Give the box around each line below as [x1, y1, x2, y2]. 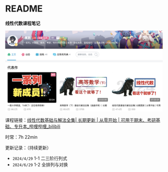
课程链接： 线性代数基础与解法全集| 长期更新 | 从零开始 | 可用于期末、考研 [5, 117, 156, 123]
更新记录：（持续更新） [5, 145, 51, 151]
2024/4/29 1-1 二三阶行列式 [12, 155, 67, 161]
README [5, 3, 43, 15]
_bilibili [46, 123, 61, 129]
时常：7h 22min [5, 134, 38, 140]
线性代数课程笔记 [5, 20, 40, 26]
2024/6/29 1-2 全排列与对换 [12, 161, 68, 168]
